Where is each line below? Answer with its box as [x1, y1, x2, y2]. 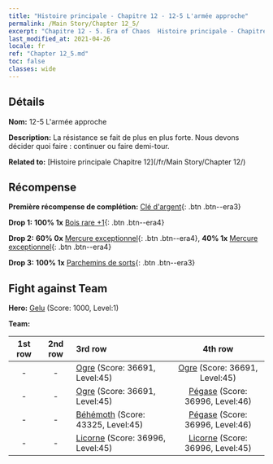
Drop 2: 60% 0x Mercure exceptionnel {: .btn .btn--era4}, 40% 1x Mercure [8, 234, 258, 243]
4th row [202, 344, 234, 355]
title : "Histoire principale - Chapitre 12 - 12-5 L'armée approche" [8, 11, 249, 20]
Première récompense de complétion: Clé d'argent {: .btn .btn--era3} [8, 202, 241, 212]
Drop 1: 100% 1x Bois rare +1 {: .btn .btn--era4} [8, 217, 165, 228]
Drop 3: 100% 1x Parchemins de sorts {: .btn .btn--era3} [8, 258, 196, 268]
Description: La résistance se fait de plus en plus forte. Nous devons [8, 132, 240, 142]
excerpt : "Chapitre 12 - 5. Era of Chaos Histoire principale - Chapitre [8, 27, 267, 35]
